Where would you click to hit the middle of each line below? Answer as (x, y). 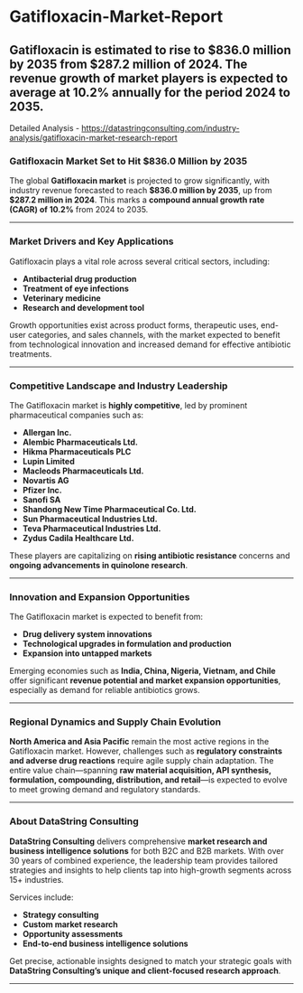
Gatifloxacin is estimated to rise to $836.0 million (150, 50)
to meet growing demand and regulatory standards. (105, 790)
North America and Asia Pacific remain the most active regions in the (139, 742)
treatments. (31, 353)
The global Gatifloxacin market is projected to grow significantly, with (140, 181)
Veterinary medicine (61, 298)
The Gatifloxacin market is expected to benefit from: (106, 617)
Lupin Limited (48, 461)
